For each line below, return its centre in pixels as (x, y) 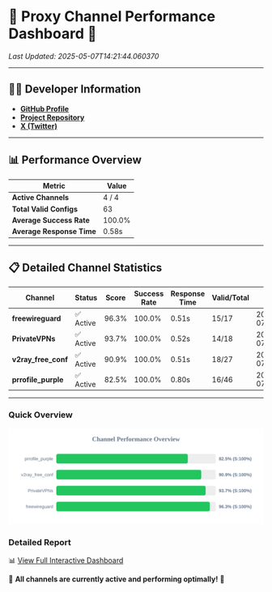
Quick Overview (40, 415)
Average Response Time (54, 232)
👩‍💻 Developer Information (75, 89)
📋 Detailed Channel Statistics (85, 268)
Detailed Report (40, 542)
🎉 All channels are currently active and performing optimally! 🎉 (117, 579)
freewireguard (36, 318)
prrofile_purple (38, 379)
